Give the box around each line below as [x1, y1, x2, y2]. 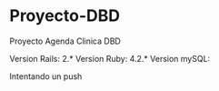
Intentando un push [9, 70, 83, 82]
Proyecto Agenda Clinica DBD [9, 35, 121, 46]
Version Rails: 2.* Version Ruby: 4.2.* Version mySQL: [9, 53, 211, 64]
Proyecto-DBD [9, 5, 121, 26]
